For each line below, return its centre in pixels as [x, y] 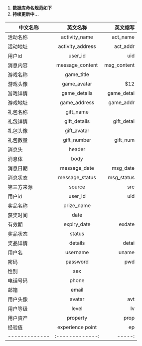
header [77, 149]
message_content [77, 65]
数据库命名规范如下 [32, 8]
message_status [77, 177]
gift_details [77, 121]
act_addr [124, 46]
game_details [77, 93]
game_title [77, 74]
